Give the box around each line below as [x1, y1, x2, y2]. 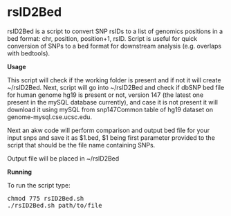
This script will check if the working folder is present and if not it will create [7, 75, 221, 84]
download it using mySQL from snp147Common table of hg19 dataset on [7, 105, 213, 114]
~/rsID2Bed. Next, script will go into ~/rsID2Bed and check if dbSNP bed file [7, 83, 225, 91]
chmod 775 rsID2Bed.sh [7, 195, 84, 202]
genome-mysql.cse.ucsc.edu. [7, 112, 92, 121]
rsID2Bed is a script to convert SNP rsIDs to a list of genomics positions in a [7, 27, 223, 35]
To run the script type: [7, 181, 71, 189]
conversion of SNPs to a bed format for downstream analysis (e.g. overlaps [7, 42, 222, 50]
